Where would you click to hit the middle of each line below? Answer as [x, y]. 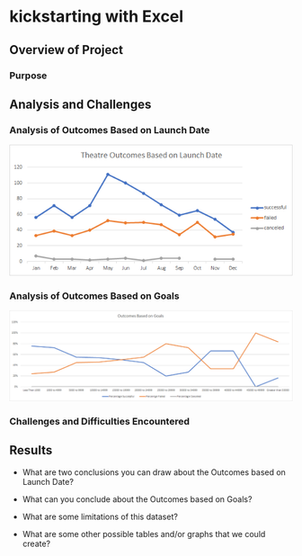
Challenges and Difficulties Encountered [100, 422]
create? [36, 543]
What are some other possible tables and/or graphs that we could [144, 534]
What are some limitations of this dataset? [100, 516]
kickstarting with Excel [97, 17]
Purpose [28, 76]
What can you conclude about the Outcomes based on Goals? [137, 499]
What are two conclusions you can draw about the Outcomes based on [154, 472]
